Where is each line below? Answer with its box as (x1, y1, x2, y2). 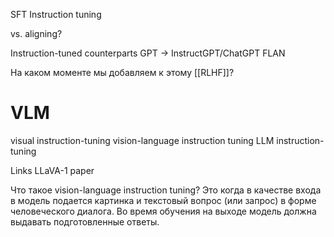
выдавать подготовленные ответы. (10, 215, 160, 228)
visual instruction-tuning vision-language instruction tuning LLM (10, 134, 275, 146)
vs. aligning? (10, 28, 63, 39)
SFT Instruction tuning (10, 9, 102, 20)
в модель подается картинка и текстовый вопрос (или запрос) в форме (10, 194, 317, 206)
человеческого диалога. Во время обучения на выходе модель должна (10, 205, 317, 217)
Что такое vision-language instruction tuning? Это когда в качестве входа (10, 184, 322, 196)
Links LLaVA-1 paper (10, 164, 95, 176)
